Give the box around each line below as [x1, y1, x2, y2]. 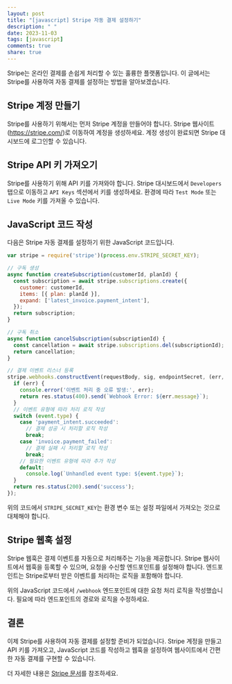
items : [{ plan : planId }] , [19, 290, 100, 297]
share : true [7, 49, 42, 56]
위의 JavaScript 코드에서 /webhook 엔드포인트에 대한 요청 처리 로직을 [7, 586, 194, 594]
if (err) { [13, 380, 45, 387]
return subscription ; [13, 310, 76, 317]
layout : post [7, 10, 45, 17]
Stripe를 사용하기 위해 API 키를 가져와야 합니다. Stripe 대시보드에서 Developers [7, 178, 222, 187]
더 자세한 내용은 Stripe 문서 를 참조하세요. [7, 669, 119, 677]
